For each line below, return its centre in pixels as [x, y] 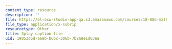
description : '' [23, 15]
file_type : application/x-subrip [41, 24]
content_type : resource [31, 10]
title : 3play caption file [34, 34]
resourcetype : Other [27, 29]
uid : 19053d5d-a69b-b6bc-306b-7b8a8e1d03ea [52, 39]
